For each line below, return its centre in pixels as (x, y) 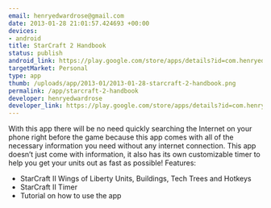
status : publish (35, 53)
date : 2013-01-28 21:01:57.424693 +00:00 (79, 23)
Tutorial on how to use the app (71, 196)
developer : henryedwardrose (56, 98)
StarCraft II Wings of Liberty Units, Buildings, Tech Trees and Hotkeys (135, 179)
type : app (25, 76)
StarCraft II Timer (49, 187)
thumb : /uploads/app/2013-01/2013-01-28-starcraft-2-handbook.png (122, 83)
